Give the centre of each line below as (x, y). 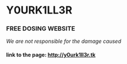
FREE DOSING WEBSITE (41, 29)
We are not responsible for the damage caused (64, 41)
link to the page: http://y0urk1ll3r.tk (51, 55)
